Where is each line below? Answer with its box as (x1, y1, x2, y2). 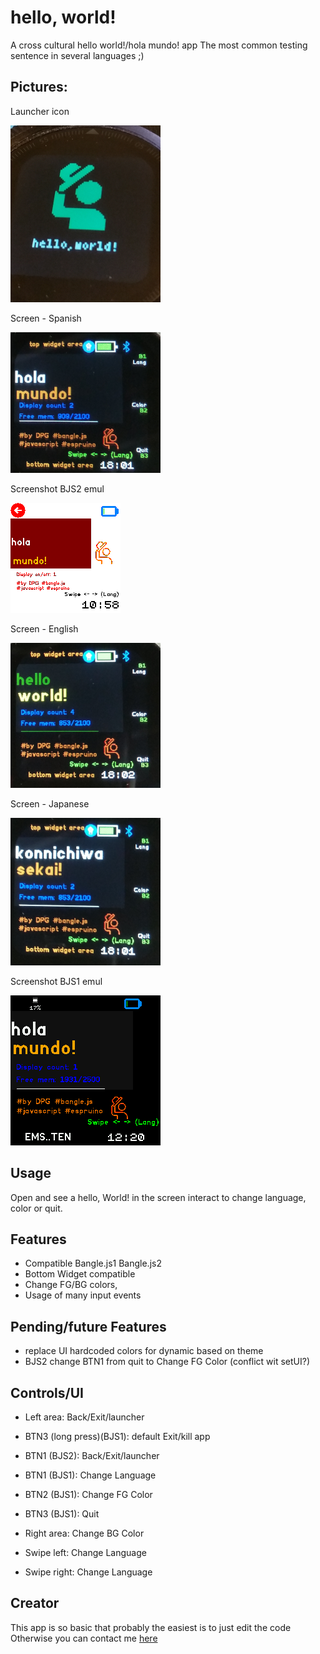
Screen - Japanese (10, 797, 90, 810)
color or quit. (10, 1202, 63, 1214)
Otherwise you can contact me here (10, 1632, 158, 1644)
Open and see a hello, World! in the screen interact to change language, (10, 1191, 307, 1203)
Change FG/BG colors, (24, 1279, 118, 1291)
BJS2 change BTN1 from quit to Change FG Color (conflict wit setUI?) (24, 1356, 311, 1368)
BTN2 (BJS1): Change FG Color (24, 1489, 153, 1500)
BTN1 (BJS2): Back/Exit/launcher (24, 1450, 160, 1461)
